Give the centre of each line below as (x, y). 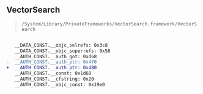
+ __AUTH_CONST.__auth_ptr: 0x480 (52, 68)
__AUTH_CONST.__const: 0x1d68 (53, 73)
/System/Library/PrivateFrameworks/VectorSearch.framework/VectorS (109, 24)
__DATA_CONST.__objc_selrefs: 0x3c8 (61, 45)
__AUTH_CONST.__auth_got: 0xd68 (56, 56)
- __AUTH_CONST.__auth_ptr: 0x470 (52, 62)
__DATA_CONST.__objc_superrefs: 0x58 (63, 51)
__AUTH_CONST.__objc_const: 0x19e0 (60, 84)
